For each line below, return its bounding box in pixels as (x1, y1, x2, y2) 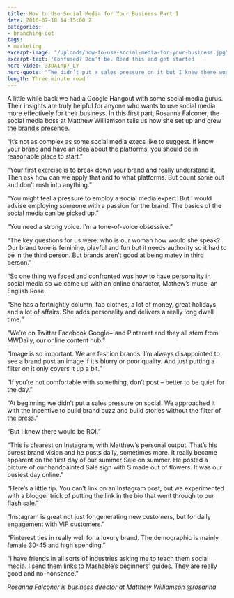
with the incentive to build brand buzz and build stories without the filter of (7, 407, 221, 415)
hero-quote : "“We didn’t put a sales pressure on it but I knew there (7, 68, 217, 75)
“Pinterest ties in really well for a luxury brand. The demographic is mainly (7, 534, 219, 542)
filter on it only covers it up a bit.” (7, 365, 102, 373)
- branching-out (7, 29, 54, 37)
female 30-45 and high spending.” (7, 541, 106, 549)
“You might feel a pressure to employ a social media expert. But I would (7, 194, 212, 203)
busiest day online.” (7, 471, 64, 479)
